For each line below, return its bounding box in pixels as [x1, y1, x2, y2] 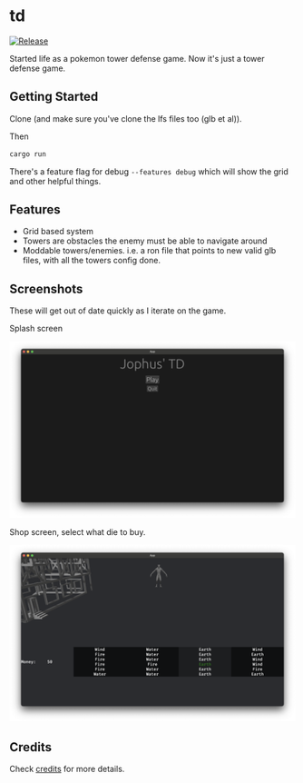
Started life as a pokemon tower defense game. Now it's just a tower [9, 53, 265, 64]
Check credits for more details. [9, 764, 125, 775]
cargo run [9, 149, 47, 159]
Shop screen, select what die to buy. [9, 527, 146, 538]
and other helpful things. [9, 175, 102, 186]
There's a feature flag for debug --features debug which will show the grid [9, 165, 288, 177]
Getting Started [9, 89, 99, 104]
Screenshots [9, 281, 83, 296]
